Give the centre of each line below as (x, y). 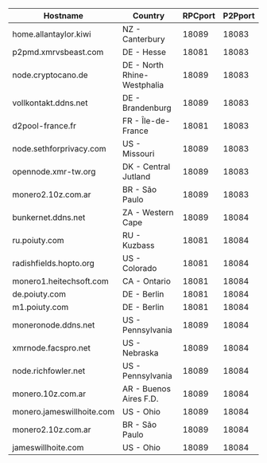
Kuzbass (138, 245)
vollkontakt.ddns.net (50, 103)
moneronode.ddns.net (54, 325)
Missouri (138, 153)
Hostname (63, 16)
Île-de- (156, 121)
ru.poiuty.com (39, 240)
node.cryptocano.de (50, 75)
